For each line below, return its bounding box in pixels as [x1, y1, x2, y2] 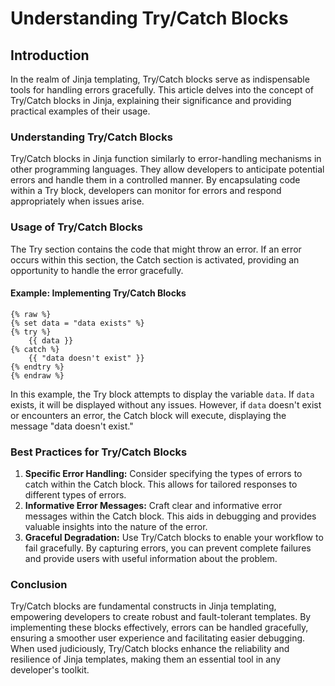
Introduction [10, 47, 90, 64]
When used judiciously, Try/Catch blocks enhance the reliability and [10, 643, 290, 655]
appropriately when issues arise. [10, 195, 145, 207]
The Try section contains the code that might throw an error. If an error [10, 243, 302, 255]
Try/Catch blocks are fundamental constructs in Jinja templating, [10, 600, 277, 612]
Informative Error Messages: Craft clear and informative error [24, 500, 283, 512]
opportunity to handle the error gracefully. [10, 264, 184, 276]
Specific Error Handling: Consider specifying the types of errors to [24, 468, 303, 480]
